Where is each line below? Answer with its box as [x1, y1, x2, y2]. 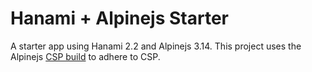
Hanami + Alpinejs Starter [10, 7, 230, 30]
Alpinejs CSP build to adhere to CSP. [10, 50, 161, 62]
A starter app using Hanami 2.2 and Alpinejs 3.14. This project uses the [10, 40, 302, 52]
